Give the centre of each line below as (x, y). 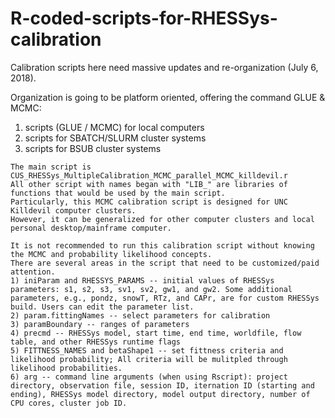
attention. (33, 272)
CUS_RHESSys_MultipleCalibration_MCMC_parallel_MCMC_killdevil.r (149, 175)
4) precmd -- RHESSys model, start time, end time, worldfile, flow (156, 333)
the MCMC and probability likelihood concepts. (111, 254)
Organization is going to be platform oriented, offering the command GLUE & (168, 97)
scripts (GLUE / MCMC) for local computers (114, 127)
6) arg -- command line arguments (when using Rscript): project (149, 377)
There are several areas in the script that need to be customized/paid (165, 263)
